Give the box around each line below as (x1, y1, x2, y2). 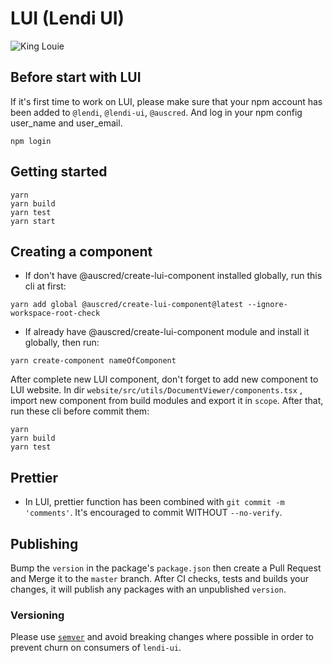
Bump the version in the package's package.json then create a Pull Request (10, 562, 322, 574)
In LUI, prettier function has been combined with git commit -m (24, 496, 285, 508)
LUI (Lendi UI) (10, 7, 125, 30)
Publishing (10, 535, 79, 552)
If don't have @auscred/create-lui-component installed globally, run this (24, 270, 323, 282)
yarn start (10, 216, 56, 226)
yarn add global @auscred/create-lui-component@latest (10, 300, 244, 310)
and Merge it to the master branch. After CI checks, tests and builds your (10, 573, 309, 584)
